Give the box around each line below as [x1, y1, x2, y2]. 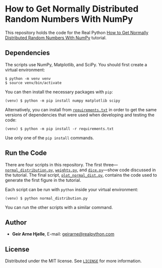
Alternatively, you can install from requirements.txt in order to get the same [5, 106, 157, 112]
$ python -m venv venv [5, 76, 51, 81]
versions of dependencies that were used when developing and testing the [5, 112, 155, 118]
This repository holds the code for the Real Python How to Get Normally [5, 30, 149, 35]
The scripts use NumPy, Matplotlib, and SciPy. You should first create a [5, 61, 147, 67]
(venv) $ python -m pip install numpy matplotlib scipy [5, 98, 120, 103]
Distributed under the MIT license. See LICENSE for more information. [5, 258, 142, 264]
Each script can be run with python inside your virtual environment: [5, 186, 138, 192]
